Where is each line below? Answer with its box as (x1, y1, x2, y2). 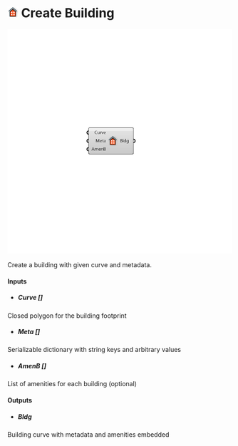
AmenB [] (17, 362, 47, 370)
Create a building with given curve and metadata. (7, 260, 152, 269)
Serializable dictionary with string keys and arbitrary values (7, 346, 182, 354)
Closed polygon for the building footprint (7, 311, 127, 320)
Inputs (7, 276, 27, 286)
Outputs (7, 396, 33, 405)
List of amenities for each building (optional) (7, 380, 138, 388)
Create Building (21, 5, 115, 21)
